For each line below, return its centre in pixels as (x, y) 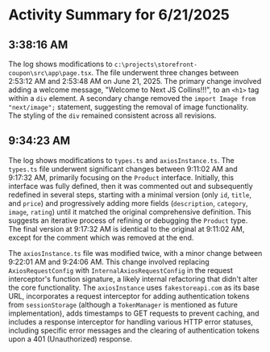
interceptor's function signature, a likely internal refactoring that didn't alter (133, 279)
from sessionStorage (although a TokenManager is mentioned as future (123, 304)
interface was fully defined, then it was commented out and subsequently (131, 186)
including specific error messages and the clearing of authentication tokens (134, 330)
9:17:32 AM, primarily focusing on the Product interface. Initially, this (121, 177)
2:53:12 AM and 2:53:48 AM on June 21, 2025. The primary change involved (135, 81)
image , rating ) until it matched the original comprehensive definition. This (130, 212)
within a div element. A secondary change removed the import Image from (132, 98)
